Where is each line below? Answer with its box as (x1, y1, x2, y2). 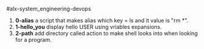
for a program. (15, 36, 52, 43)
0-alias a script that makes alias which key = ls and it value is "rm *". (15, 17, 189, 24)
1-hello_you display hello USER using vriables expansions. (15, 24, 162, 30)
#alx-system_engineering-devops (6, 5, 92, 12)
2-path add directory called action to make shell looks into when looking (15, 30, 198, 37)
